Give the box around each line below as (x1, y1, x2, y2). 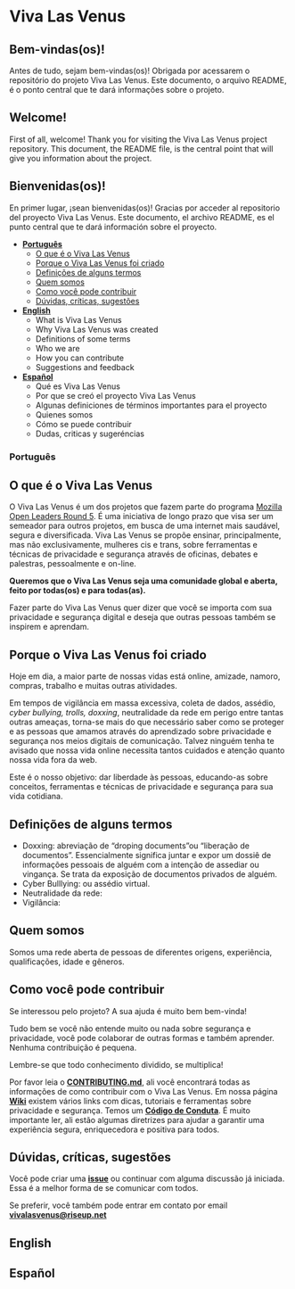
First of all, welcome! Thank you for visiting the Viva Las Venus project (9, 134, 267, 145)
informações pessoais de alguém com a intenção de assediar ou (21, 859, 260, 870)
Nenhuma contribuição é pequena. (9, 1042, 137, 1053)
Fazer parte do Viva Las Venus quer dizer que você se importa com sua (9, 602, 273, 613)
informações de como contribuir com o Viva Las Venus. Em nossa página (9, 1086, 278, 1096)
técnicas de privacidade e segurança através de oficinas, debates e (9, 549, 258, 559)
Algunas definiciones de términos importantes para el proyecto (35, 400, 267, 410)
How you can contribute (35, 352, 125, 363)
